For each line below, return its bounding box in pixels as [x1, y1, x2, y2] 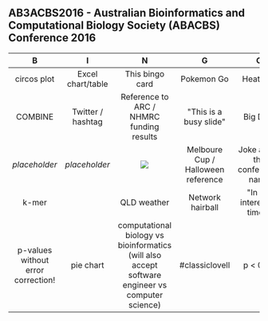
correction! [14, 274, 56, 285]
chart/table [66, 78, 108, 89]
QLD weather [120, 197, 170, 208]
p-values [17, 245, 53, 256]
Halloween [184, 163, 225, 174]
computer [126, 289, 164, 300]
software [128, 269, 162, 280]
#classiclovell [179, 259, 231, 270]
